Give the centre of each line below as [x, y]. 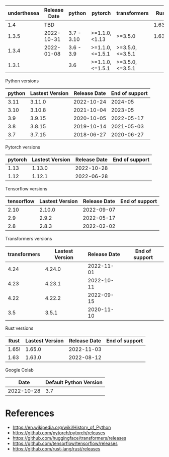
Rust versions [19, 328]
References [30, 413]
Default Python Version [74, 382]
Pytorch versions [23, 147]
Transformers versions [29, 239]
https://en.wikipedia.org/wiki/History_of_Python [62, 427]
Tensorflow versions [26, 189]
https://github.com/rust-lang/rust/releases [56, 448]
